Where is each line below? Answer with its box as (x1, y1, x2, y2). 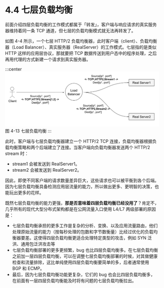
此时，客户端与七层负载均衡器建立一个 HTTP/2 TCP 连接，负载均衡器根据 (5, 138, 153, 144)
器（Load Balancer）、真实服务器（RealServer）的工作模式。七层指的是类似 (5, 44, 157, 50)
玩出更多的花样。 (9, 189, 44, 196)
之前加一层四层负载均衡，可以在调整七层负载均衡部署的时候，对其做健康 (12, 253, 158, 259)
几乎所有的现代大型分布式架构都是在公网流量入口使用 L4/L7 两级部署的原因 (5, 206, 156, 212)
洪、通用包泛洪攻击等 (12, 241, 55, 247)
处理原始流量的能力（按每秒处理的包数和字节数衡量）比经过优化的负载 (12, 228, 154, 235)
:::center (5, 66, 22, 72)
